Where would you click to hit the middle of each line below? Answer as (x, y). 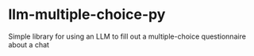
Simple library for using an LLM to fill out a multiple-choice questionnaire (127, 36)
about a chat (29, 44)
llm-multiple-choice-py (87, 15)
